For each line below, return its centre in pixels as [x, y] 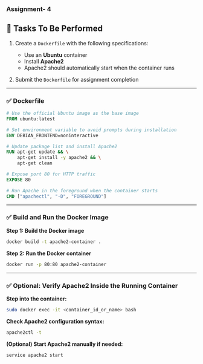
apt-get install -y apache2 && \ [59, 158]
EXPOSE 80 [19, 180]
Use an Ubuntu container [56, 55]
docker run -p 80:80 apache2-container [56, 264]
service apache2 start [35, 355]
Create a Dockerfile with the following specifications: [82, 43]
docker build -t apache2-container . [54, 242]
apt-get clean [35, 163]
